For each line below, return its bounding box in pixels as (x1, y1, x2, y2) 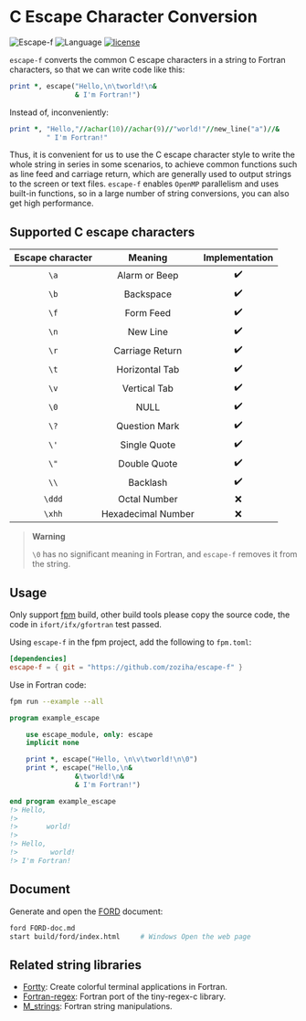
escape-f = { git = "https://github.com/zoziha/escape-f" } (9, 662, 244, 672)
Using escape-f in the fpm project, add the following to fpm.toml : (9, 637, 252, 647)
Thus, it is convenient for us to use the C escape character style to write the (9, 149, 295, 161)
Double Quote (118, 457, 178, 469)
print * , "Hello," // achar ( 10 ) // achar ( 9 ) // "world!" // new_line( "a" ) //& (9, 124, 280, 133)
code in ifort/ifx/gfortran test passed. (9, 619, 163, 630)
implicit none (26, 738, 79, 748)
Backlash (128, 476, 168, 489)
